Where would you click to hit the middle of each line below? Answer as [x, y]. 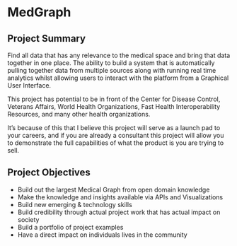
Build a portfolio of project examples [70, 227]
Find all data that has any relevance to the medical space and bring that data [119, 55]
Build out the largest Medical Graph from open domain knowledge [114, 189]
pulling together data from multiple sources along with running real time [112, 70]
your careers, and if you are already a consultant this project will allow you [116, 135]
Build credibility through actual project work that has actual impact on [119, 212]
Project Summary [47, 39]
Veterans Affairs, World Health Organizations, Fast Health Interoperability [114, 106]
